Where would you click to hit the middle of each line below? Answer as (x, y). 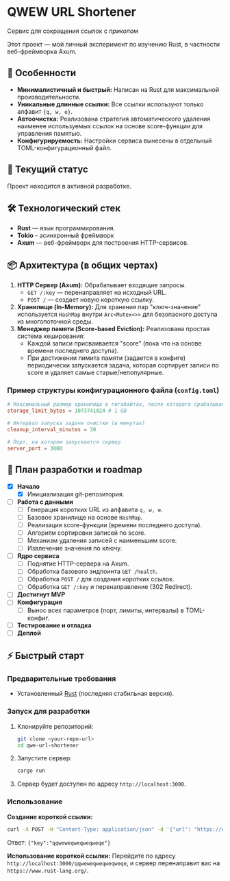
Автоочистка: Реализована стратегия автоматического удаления (114, 119)
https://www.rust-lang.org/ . (48, 870)
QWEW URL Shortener (72, 12)
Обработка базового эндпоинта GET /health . (92, 571)
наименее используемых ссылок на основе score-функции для (110, 126)
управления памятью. (49, 133)
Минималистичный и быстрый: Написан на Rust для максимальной (118, 89)
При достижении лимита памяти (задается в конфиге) (106, 358)
